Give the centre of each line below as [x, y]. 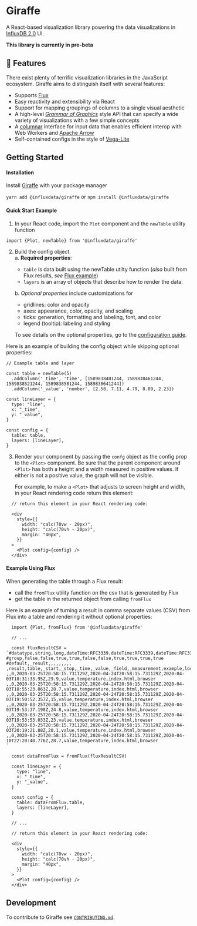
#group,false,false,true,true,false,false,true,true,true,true [85, 658]
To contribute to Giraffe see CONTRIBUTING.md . [61, 917]
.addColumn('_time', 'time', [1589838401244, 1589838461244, [88, 379]
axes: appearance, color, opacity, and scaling [78, 311]
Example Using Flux [31, 568]
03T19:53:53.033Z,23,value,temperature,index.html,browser [80, 720]
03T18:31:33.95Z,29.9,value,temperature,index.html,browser [81, 679]
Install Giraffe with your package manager [57, 185]
